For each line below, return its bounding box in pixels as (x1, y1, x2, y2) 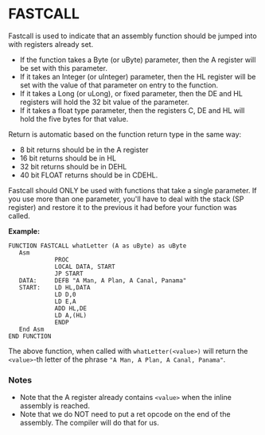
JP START (54, 270, 84, 278)
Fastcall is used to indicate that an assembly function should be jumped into (8, 31, 257, 41)
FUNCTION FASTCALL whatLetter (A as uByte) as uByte (8, 242, 187, 250)
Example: (8, 226, 41, 235)
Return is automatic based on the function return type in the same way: (8, 129, 242, 139)
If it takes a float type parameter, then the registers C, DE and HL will (19, 105, 245, 115)
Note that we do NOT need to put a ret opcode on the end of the (19, 410, 231, 419)
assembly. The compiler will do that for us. (19, 418, 159, 428)
